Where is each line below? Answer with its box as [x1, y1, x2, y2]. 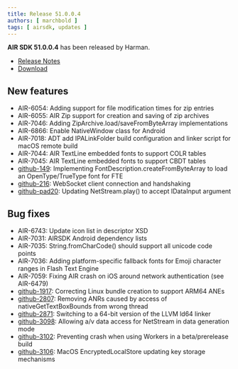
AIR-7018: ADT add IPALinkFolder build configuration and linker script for [17, 134, 231, 143]
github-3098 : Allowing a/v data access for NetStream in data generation [17, 317, 229, 326]
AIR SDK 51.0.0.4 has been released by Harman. [7, 43, 151, 52]
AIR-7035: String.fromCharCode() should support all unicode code [17, 242, 213, 250]
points [17, 250, 37, 257]
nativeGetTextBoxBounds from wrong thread [17, 302, 148, 310]
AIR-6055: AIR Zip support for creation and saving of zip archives [17, 112, 210, 120]
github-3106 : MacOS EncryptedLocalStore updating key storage [17, 348, 206, 355]
